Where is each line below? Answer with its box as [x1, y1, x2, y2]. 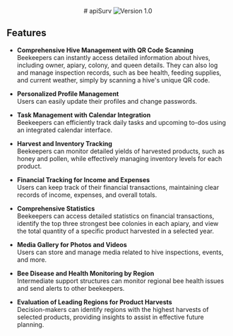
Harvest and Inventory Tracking [16, 139, 112, 148]
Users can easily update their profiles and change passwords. [16, 97, 198, 105]
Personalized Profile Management [16, 89, 119, 98]
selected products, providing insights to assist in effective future [16, 313, 204, 321]
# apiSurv [83, 7, 112, 15]
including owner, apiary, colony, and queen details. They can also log [16, 61, 218, 69]
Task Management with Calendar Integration [16, 110, 151, 119]
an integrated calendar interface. [16, 126, 113, 134]
